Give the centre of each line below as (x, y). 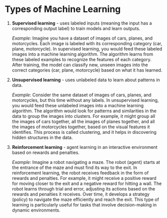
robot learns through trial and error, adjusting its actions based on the (83, 188)
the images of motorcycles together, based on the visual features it (81, 127)
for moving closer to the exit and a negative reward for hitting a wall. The (87, 183)
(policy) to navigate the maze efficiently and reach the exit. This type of (85, 199)
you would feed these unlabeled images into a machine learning (78, 105)
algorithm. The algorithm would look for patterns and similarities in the (84, 111)
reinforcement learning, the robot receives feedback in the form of (80, 173)
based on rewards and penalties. (45, 152)
